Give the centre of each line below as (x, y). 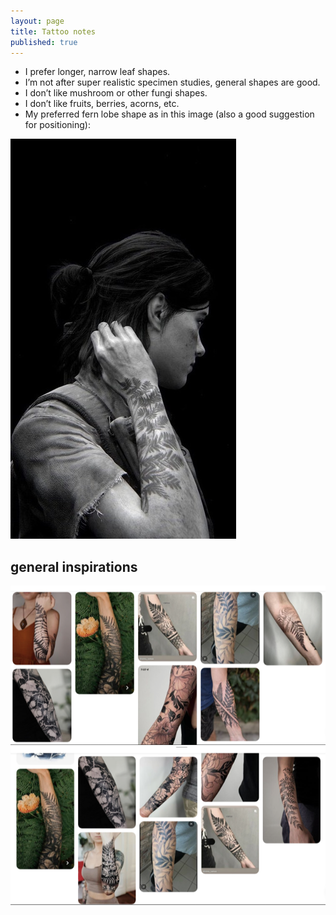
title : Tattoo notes (53, 31)
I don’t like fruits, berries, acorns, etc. (102, 104)
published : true (44, 42)
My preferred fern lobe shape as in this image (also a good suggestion (169, 114)
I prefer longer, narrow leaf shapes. (97, 72)
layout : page (37, 21)
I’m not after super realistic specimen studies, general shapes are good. (172, 82)
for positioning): (57, 125)
